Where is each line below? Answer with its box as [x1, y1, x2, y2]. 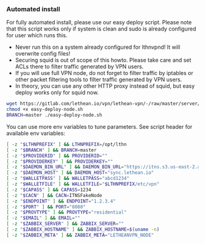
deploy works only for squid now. [15, 89, 99, 96]
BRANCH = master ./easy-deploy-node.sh [6, 112, 103, 118]
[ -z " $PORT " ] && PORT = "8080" [6, 204, 86, 210]
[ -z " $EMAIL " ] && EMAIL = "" [6, 215, 81, 221]
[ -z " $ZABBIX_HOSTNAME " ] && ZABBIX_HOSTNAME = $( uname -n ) [6, 226, 160, 233]
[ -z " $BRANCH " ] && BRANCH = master [6, 147, 97, 153]
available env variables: [6, 129, 65, 137]
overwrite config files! [15, 50, 71, 57]
